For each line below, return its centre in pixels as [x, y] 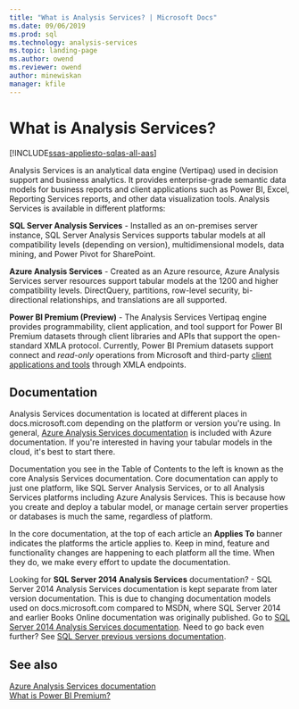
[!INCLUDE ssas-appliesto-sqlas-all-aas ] [83, 153]
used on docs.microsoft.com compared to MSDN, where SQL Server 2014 [145, 608]
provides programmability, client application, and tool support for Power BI [146, 326]
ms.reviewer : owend [46, 68]
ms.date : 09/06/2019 [48, 26]
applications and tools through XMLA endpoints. [98, 364]
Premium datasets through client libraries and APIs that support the [133, 336]
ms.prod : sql [33, 34]
